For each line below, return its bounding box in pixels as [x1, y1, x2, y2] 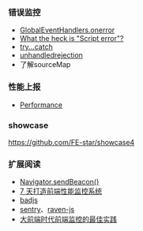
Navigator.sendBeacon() [19, 177, 100, 187]
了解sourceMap [19, 60, 71, 69]
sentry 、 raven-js [19, 205, 75, 214]
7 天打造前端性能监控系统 [19, 187, 103, 196]
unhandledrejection [19, 50, 83, 60]
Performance [19, 100, 63, 110]
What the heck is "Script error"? [19, 34, 124, 43]
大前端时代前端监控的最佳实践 [19, 214, 117, 224]
